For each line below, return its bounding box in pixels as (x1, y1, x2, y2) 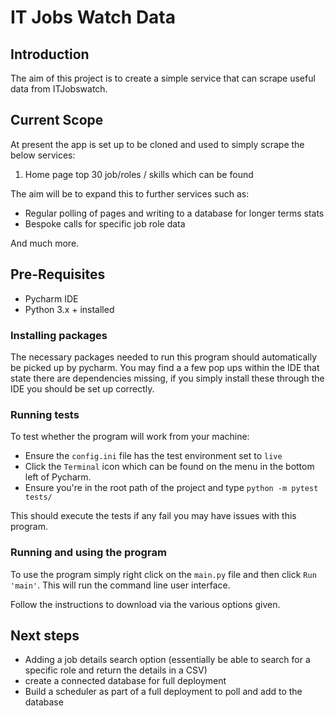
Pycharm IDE (24, 292, 79, 305)
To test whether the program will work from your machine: (10, 431, 250, 443)
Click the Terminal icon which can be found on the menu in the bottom (24, 461, 315, 473)
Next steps (10, 627, 80, 644)
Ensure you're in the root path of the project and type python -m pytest (24, 482, 319, 494)
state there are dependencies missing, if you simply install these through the (10, 372, 325, 384)
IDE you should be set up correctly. (10, 382, 155, 395)
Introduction (10, 46, 90, 63)
